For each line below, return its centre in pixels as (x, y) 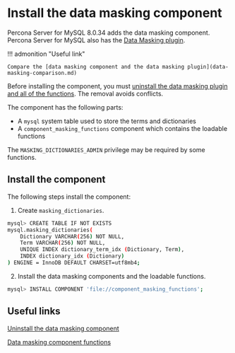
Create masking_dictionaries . (61, 210)
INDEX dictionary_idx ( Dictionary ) (72, 256)
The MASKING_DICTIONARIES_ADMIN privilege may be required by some (107, 149)
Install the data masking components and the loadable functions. (112, 276)
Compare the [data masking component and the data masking (96, 66)
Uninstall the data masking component (64, 328)
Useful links (34, 312)
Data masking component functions (59, 342)
